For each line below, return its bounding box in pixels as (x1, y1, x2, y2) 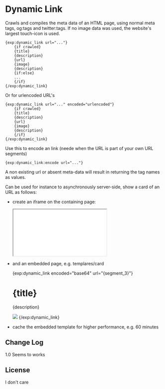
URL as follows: (5, 189, 37, 195)
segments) (5, 151, 27, 156)
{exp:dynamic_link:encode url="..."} (5, 160, 83, 165)
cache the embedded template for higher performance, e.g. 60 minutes (12, 324, 159, 330)
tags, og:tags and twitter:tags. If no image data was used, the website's (5, 25, 152, 31)
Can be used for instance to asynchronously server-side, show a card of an (5, 184, 160, 190)
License (5, 366, 30, 375)
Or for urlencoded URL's (5, 92, 55, 98)
